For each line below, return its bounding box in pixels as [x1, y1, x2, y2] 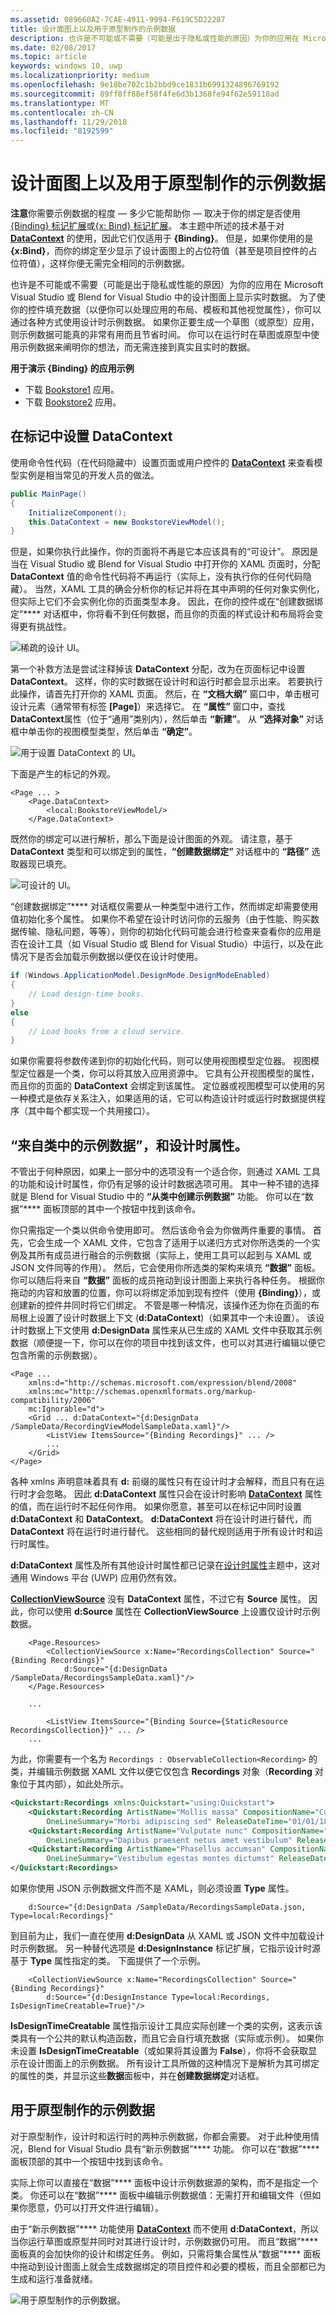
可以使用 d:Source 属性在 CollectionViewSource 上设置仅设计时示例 [36, 1606, 320, 1618]
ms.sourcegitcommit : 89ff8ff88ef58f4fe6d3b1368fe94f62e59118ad [10, 89, 280, 99]
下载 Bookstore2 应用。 [24, 396, 122, 408]
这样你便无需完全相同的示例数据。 [49, 257, 190, 270]
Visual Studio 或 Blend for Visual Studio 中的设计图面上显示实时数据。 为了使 [10, 291, 326, 303]
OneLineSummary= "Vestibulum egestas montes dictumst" [46, 1854, 275, 1864]
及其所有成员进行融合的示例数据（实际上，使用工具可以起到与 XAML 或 [18, 1249, 312, 1261]
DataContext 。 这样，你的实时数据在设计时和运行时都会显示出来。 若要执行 [10, 676, 323, 688]
